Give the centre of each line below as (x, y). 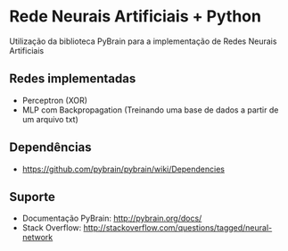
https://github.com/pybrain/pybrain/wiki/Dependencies (123, 169)
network (37, 238)
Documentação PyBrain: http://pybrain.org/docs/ (112, 218)
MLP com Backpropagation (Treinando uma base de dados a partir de (150, 110)
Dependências (50, 148)
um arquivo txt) (50, 119)
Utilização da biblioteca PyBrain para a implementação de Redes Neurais (143, 41)
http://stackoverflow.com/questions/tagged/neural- (178, 228)
